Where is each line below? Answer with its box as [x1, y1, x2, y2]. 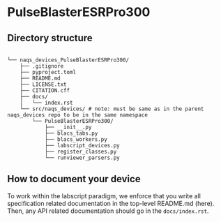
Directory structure [7, 32, 93, 44]
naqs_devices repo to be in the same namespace [7, 112, 148, 119]
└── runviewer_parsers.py [44, 154, 120, 161]
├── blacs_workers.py [44, 136, 108, 143]
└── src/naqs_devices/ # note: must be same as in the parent [20, 105, 204, 112]
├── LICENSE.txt [20, 81, 68, 88]
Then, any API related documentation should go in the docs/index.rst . [7, 207, 209, 215]
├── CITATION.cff [20, 87, 70, 94]
